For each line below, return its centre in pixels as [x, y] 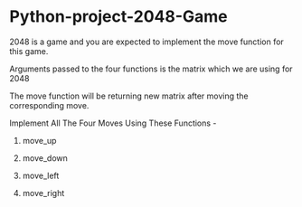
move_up [39, 140]
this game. [29, 51]
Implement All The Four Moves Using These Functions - [113, 123]
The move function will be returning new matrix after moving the [129, 96]
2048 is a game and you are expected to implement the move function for [147, 42]
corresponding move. [49, 105]
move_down [45, 158]
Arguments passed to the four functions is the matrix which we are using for [151, 69]
